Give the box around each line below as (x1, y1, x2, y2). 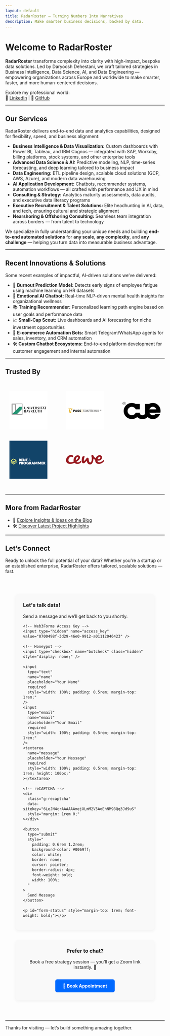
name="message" (27, 750, 60, 756)
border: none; (32, 857, 62, 862)
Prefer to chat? (66, 947, 104, 954)
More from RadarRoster (5, 504, 81, 512)
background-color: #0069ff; (32, 847, 91, 852)
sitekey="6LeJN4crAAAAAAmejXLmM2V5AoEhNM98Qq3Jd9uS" (23, 806, 137, 812)
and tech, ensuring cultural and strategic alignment (12, 208, 119, 214)
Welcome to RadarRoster (5, 41, 112, 53)
